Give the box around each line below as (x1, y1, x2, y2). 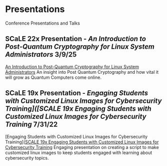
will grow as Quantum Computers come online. (5, 74, 101, 80)
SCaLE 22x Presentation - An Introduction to (5, 35, 146, 43)
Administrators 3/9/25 (5, 50, 77, 59)
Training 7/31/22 (5, 120, 58, 129)
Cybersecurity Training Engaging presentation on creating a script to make (5, 144, 159, 150)
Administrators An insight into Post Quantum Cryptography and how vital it (5, 69, 159, 75)
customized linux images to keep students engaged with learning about (5, 149, 152, 155)
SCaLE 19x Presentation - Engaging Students (5, 89, 148, 97)
